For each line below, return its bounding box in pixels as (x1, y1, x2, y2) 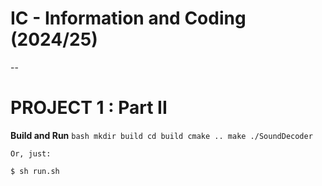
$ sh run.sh (10, 166, 60, 176)
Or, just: (10, 148, 52, 159)
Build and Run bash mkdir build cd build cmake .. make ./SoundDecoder (10, 129, 313, 141)
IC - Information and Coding (10, 7, 247, 30)
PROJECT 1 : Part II (10, 97, 168, 119)
